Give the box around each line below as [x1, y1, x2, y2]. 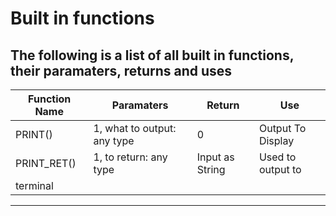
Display [258, 134, 295, 147]
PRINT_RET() [15, 157, 77, 170]
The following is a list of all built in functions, [10, 47, 295, 64]
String [196, 163, 226, 176]
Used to [258, 150, 297, 164]
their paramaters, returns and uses [10, 62, 233, 79]
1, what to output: [93, 122, 177, 135]
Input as [196, 150, 235, 164]
